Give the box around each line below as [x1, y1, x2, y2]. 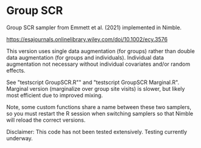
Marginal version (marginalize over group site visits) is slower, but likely [6, 85, 185, 92]
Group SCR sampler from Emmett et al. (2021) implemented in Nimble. [6, 24, 182, 31]
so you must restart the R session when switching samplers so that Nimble [6, 110, 194, 117]
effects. [6, 66, 26, 74]
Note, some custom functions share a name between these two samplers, [6, 103, 192, 110]
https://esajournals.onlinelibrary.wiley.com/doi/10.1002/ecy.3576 [6, 35, 168, 43]
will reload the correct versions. [6, 116, 86, 124]
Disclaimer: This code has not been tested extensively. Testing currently [6, 128, 188, 135]
